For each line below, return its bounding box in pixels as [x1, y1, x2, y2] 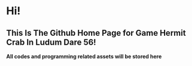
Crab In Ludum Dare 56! [6, 37, 97, 47]
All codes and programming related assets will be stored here [6, 53, 162, 60]
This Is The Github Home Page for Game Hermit [6, 28, 187, 38]
